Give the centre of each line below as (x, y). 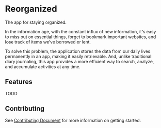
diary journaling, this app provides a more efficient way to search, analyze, (80, 61)
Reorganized (31, 9)
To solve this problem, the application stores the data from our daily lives (78, 51)
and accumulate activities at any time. (43, 67)
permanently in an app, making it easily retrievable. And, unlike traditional (78, 56)
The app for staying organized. (36, 22)
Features (19, 82)
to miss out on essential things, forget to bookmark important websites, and (80, 37)
